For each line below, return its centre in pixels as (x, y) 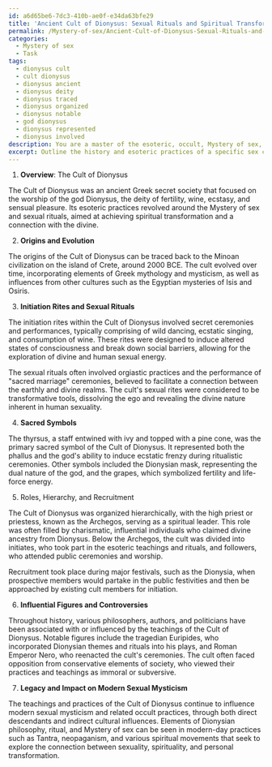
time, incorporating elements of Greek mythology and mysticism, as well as (134, 274)
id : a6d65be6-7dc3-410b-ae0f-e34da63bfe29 (81, 16)
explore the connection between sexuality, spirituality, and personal (121, 747)
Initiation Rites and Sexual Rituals (77, 307)
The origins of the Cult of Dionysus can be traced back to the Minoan (124, 256)
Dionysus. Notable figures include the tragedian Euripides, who (114, 638)
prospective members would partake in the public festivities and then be (129, 580)
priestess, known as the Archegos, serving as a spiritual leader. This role (130, 522)
